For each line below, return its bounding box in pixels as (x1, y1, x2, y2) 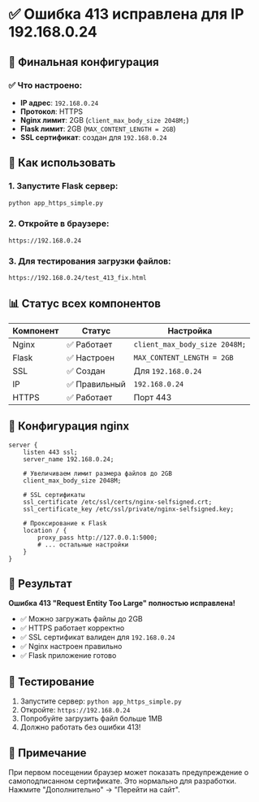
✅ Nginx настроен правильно (19, 642, 123, 652)
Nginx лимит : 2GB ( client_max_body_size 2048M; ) (19, 115, 189, 124)
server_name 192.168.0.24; (23, 455, 114, 464)
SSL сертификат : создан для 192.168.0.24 (19, 132, 167, 142)
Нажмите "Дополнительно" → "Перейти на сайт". (8, 785, 180, 795)
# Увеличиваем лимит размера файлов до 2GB (23, 469, 173, 477)
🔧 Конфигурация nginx (8, 420, 130, 434)
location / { (23, 526, 67, 534)
